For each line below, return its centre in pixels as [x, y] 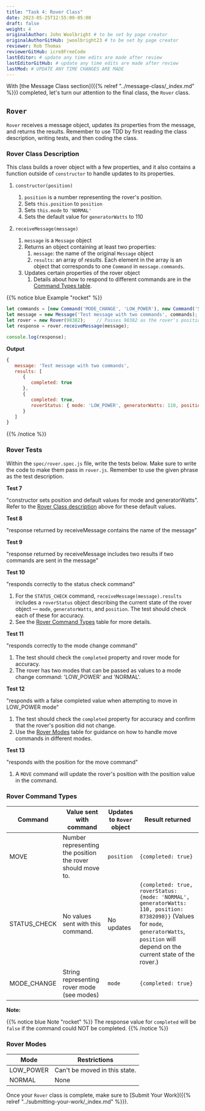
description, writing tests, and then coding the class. [72, 138]
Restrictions [95, 1060]
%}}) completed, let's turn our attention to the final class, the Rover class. [98, 93]
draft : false [23, 23]
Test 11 [15, 634]
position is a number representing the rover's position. [93, 197]
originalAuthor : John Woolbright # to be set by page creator [87, 35]
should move [81, 868]
